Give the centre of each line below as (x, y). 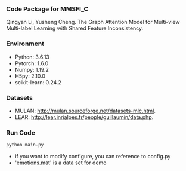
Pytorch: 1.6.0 (32, 63)
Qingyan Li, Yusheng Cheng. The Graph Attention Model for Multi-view (93, 22)
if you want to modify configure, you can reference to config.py (93, 157)
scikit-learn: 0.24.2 (38, 82)
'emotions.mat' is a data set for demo (61, 163)
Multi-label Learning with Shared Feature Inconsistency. (75, 28)
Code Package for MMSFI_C (47, 9)
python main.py (25, 145)
